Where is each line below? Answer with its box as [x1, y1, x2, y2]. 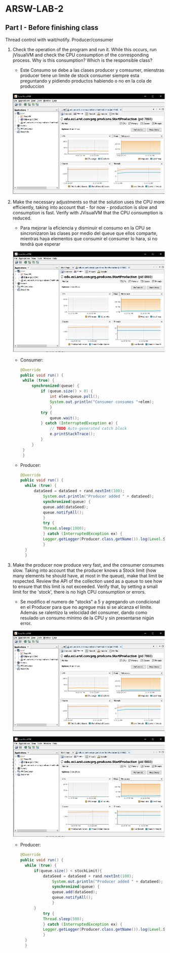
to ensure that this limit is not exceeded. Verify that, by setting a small [12, 583, 158, 590]
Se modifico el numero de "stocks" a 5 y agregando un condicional [20, 599, 160, 605]
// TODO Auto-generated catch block [50, 426, 127, 431]
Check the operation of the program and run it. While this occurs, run [12, 47, 157, 52]
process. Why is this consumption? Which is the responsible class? [12, 57, 153, 63]
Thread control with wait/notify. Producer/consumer [5, 36, 114, 43]
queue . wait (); [50, 415, 79, 421]
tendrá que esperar [20, 241, 61, 247]
